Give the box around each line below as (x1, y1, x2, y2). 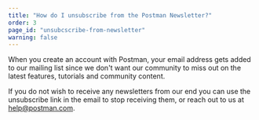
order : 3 (8, 19, 37, 27)
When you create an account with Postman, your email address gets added (8, 55, 251, 64)
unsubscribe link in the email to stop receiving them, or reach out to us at (8, 95, 245, 104)
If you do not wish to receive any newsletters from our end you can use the (8, 87, 251, 96)
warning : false (8, 33, 58, 42)
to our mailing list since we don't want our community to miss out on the (8, 64, 242, 73)
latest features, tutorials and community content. (8, 71, 166, 81)
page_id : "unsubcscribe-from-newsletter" (8, 26, 146, 34)
